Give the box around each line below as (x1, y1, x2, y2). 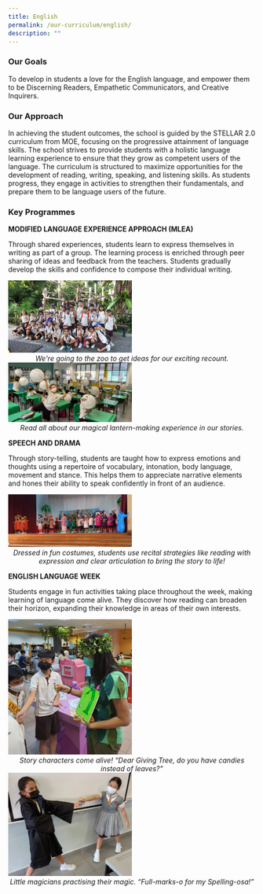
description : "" (8, 29, 61, 37)
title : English (8, 13, 58, 20)
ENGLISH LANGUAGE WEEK (8, 571, 100, 581)
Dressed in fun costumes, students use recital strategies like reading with (13, 548, 251, 557)
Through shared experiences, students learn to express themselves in (8, 240, 235, 249)
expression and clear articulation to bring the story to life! (38, 556, 225, 566)
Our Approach (8, 110, 64, 121)
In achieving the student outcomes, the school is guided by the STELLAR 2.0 (8, 128, 256, 138)
